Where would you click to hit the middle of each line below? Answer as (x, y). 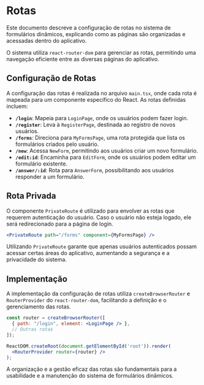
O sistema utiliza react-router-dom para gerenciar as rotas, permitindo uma (101, 52)
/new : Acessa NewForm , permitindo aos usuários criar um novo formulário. (107, 150)
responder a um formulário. (50, 177)
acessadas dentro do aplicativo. (47, 40)
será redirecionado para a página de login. (60, 224)
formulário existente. (41, 164)
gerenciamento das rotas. (39, 307)
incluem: (17, 106)
